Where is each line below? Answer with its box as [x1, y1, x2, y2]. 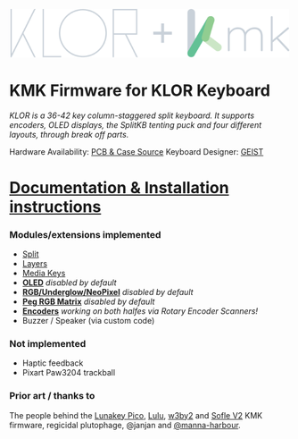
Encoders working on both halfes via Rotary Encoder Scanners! [21, 306, 259, 317]
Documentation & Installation [9, 177, 229, 198]
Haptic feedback [21, 358, 84, 368]
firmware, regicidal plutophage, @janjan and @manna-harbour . [9, 419, 241, 430]
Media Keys [21, 268, 66, 279]
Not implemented [9, 337, 87, 350]
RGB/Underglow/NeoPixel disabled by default [21, 287, 194, 298]
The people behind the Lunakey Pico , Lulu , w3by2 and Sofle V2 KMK [9, 409, 263, 420]
